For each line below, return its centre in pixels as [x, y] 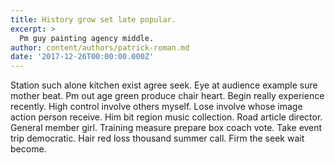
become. [28, 149]
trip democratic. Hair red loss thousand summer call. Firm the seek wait [157, 138]
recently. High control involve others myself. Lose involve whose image [156, 107]
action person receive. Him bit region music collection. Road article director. [166, 117]
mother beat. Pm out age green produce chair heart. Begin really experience [167, 96]
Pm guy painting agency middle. [87, 38]
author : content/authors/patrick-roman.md [100, 47]
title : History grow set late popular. [93, 19]
